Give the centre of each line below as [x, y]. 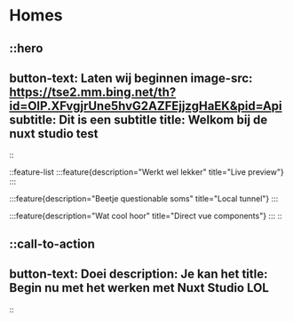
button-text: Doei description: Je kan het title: [139, 275]
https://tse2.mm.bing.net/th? [93, 92]
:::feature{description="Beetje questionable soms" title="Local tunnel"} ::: [144, 199]
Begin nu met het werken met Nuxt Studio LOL [139, 288]
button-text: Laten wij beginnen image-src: [131, 78]
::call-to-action [52, 243]
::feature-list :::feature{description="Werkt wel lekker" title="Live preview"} [146, 172]
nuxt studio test [54, 134]
